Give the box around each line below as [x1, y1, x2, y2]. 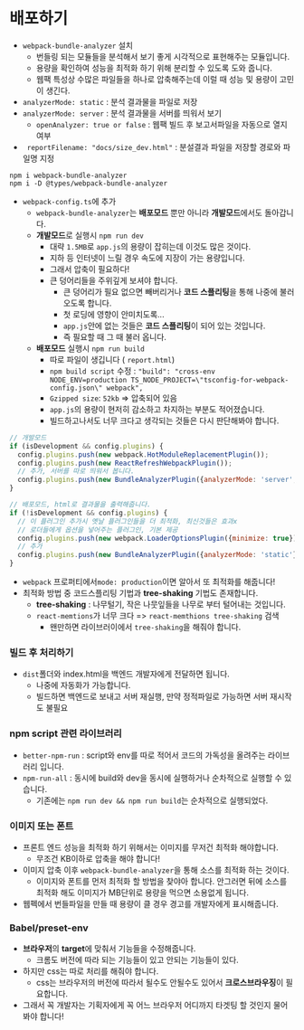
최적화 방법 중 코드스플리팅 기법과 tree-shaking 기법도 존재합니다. [22, 588, 259, 599]
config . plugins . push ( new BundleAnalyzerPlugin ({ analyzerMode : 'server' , [17, 476, 298, 485]
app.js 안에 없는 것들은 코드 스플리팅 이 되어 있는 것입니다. [62, 320, 266, 331]
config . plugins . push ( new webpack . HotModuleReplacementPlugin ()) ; [17, 449, 270, 459]
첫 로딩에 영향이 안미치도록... [62, 308, 165, 319]
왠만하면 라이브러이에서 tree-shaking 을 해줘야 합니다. [49, 621, 242, 633]
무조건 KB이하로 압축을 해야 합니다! [35, 853, 161, 864]
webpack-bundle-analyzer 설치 [22, 40, 134, 51]
